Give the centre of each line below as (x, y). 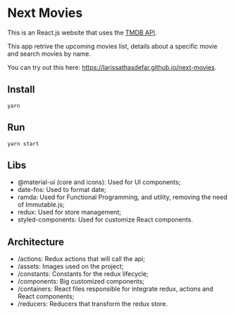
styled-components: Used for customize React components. (105, 219)
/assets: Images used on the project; (70, 267)
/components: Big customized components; (81, 282)
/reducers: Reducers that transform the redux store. (92, 304)
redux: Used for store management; (69, 212)
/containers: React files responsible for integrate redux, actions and (115, 289)
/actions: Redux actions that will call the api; (81, 259)
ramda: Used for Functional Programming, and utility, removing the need (122, 197)
